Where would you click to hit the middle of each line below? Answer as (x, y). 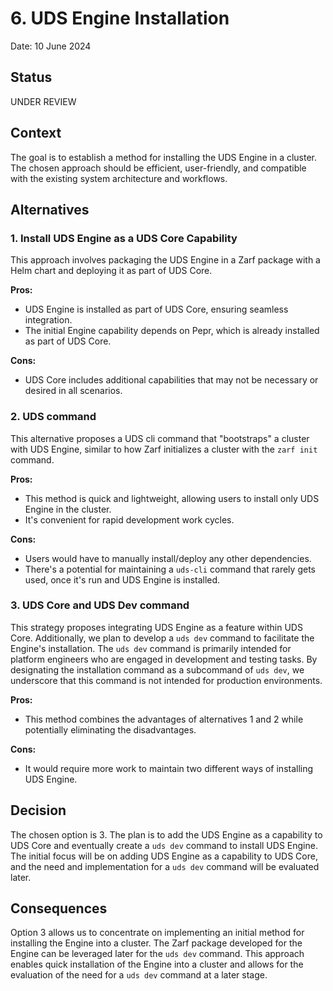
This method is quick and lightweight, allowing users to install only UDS (172, 498)
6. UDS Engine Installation (120, 18)
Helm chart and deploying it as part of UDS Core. (111, 271)
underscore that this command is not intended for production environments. (166, 680)
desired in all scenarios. (73, 391)
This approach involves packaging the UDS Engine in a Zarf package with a (165, 260)
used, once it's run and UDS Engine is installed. (122, 579)
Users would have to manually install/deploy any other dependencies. (168, 558)
